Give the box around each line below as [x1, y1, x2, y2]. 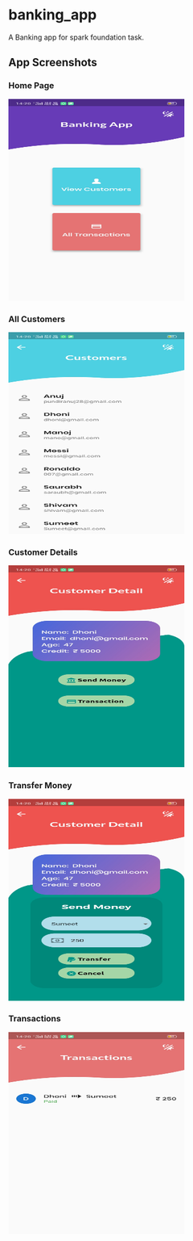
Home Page [8, 80, 55, 91]
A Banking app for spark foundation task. [8, 32, 145, 42]
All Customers [8, 313, 66, 325]
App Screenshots [8, 56, 98, 69]
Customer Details [8, 547, 78, 558]
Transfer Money [8, 780, 72, 791]
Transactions [8, 1013, 62, 1025]
